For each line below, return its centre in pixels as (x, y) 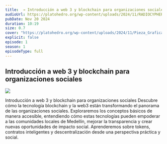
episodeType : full (24, 51)
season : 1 (15, 47)
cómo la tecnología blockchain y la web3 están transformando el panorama (82, 106)
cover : (12, 33)
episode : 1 (16, 42)
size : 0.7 (15, 28)
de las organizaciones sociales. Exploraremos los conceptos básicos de (79, 111)
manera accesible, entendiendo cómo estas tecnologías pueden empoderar (83, 116)
